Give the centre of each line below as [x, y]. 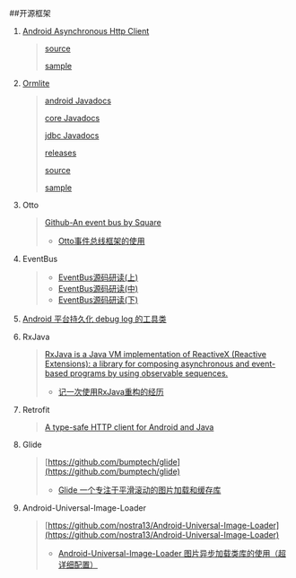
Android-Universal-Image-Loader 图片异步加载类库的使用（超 [172, 553]
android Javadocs [78, 101]
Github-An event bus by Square [103, 222]
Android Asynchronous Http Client [86, 31]
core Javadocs [72, 118]
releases [61, 153]
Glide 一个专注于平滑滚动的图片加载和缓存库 [139, 490]
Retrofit [36, 410]
